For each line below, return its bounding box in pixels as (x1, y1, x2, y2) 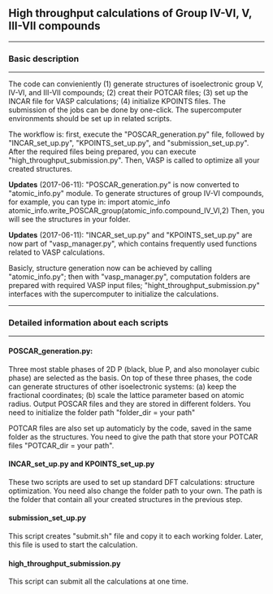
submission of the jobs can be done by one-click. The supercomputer (8, 105, 242, 115)
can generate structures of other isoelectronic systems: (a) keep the (8, 382, 237, 391)
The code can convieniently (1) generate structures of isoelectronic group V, (8, 79, 264, 89)
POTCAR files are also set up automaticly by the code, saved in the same (8, 423, 252, 433)
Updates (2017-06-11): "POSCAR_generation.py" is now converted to (8, 180, 240, 190)
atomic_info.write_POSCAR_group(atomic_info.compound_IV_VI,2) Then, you (8, 206, 265, 216)
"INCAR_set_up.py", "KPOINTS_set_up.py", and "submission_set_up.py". (8, 138, 249, 148)
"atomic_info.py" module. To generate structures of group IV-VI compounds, (8, 189, 264, 199)
